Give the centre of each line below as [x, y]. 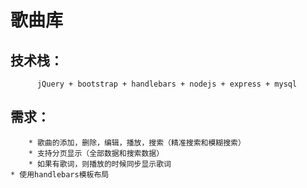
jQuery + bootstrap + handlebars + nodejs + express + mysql [167, 84]
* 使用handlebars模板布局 [60, 174]
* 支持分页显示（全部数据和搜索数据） [96, 153]
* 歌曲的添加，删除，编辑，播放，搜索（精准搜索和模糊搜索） [137, 142]
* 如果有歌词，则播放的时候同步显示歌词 [100, 164]
